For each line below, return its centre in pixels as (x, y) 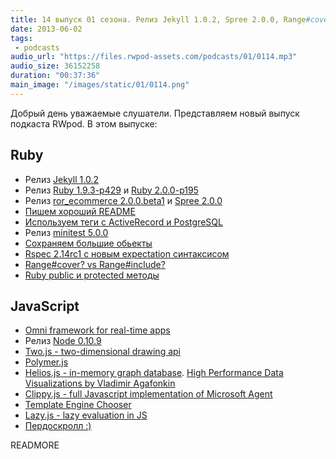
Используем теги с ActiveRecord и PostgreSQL (123, 222)
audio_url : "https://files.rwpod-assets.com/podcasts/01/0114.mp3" (154, 57)
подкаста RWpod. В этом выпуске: (84, 123)
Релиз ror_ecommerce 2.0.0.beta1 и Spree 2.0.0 (123, 200)
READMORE (35, 445)
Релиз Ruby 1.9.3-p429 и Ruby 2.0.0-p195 (111, 190)
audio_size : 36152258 (55, 66)
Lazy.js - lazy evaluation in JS (86, 415)
